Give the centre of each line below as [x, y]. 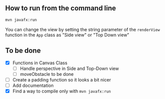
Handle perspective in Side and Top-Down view [69, 68]
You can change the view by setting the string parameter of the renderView [82, 29]
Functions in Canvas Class [40, 63]
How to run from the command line [61, 8]
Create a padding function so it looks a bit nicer [62, 79]
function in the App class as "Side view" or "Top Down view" [67, 35]
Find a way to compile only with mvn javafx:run [62, 91]
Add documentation [33, 85]
